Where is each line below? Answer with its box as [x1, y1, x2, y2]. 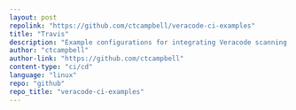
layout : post [9, 12, 58, 22]
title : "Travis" [9, 29, 69, 38]
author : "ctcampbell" [9, 46, 90, 55]
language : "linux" [9, 71, 77, 80]
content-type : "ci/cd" [9, 63, 93, 72]
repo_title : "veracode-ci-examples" [9, 87, 144, 96]
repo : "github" [9, 79, 66, 88]
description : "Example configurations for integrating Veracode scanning [9, 37, 288, 47]
